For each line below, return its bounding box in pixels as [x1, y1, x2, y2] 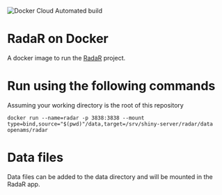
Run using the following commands [7, 78, 216, 94]
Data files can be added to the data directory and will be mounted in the [7, 172, 214, 180]
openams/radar [7, 126, 49, 133]
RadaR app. [7, 180, 40, 188]
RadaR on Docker [7, 31, 109, 46]
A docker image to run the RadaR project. [7, 53, 126, 62]
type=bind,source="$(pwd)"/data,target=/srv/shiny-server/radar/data [7, 120, 214, 128]
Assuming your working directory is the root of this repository [7, 101, 184, 109]
